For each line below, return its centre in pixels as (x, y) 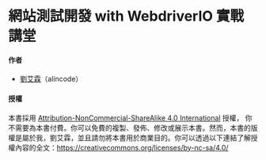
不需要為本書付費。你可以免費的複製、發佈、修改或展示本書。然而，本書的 (129, 128)
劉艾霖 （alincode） (51, 79)
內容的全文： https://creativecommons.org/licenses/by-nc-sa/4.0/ (122, 147)
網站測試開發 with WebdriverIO (111, 16)
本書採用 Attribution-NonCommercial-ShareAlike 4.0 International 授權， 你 (130, 118)
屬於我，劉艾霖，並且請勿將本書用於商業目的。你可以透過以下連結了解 (136, 137)
